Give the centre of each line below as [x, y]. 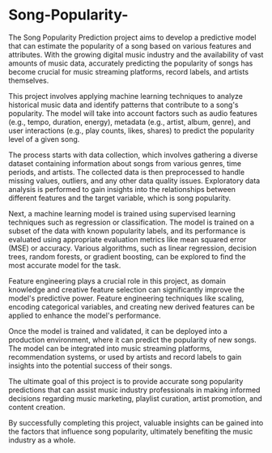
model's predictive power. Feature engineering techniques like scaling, [126, 298]
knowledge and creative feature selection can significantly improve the [127, 289]
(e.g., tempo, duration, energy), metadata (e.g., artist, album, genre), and [130, 122]
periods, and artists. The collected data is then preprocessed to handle [127, 172]
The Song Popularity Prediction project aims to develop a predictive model [132, 37]
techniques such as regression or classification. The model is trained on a [132, 222]
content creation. [37, 407]
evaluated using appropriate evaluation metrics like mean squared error [127, 239]
